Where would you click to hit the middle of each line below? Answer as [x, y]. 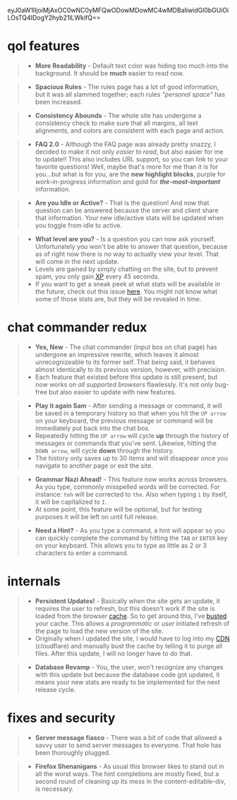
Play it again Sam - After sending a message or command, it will [128, 406]
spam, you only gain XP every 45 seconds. [97, 276]
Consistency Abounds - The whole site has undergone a [119, 115]
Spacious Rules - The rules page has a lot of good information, [127, 87]
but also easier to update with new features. [113, 392]
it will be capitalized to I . [71, 502]
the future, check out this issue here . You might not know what [126, 291]
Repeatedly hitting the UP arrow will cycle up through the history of [132, 435]
